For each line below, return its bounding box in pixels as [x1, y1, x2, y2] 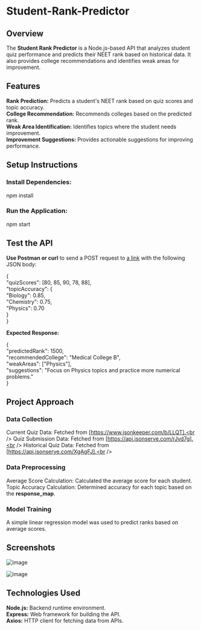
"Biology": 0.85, [6, 292, 46, 299]
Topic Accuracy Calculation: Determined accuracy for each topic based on [6, 483, 192, 491]
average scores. [6, 525, 46, 532]
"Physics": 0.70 [6, 304, 45, 312]
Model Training [6, 505, 52, 513]
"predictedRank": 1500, [6, 347, 65, 355]
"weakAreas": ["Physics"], [6, 360, 72, 367]
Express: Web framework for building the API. [6, 610, 121, 618]
